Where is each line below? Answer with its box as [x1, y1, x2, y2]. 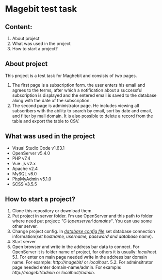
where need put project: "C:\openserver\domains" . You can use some [12, 218, 152, 224]
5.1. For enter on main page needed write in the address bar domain [12, 254, 147, 260]
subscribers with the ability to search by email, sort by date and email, [12, 108, 152, 113]
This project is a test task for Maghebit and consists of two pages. [5, 73, 137, 78]
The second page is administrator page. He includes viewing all [12, 103, 139, 109]
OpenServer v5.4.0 [12, 150, 50, 156]
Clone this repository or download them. [12, 208, 93, 214]
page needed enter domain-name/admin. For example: [12, 264, 122, 270]
